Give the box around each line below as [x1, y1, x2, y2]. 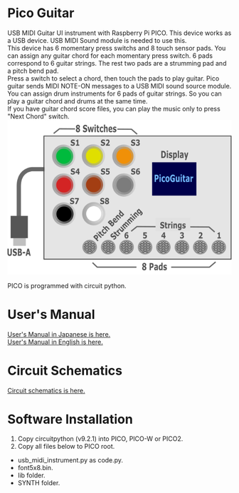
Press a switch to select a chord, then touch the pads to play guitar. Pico [7, 73, 220, 83]
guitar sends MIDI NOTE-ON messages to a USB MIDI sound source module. [7, 81, 232, 90]
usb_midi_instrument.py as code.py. [17, 456, 123, 464]
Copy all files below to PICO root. [17, 442, 115, 451]
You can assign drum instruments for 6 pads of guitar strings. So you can [7, 89, 222, 98]
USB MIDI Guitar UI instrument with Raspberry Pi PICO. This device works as [7, 29, 232, 37]
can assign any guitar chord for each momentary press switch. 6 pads [7, 51, 213, 60]
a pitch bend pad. [7, 66, 59, 75]
